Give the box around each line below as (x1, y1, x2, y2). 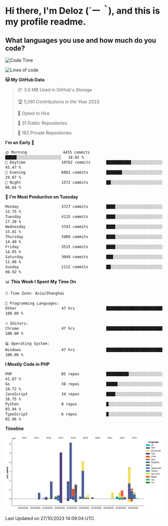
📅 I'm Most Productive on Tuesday (5, 194, 79, 199)
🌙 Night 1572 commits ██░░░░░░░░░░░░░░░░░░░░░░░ (5, 180, 163, 185)
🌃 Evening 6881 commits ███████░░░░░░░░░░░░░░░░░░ (5, 170, 163, 175)
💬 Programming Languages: (5, 301, 59, 306)
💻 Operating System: (5, 341, 50, 346)
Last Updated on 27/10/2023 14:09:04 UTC (5, 515, 94, 521)
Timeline (5, 426, 24, 432)
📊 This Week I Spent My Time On (5, 279, 76, 284)
